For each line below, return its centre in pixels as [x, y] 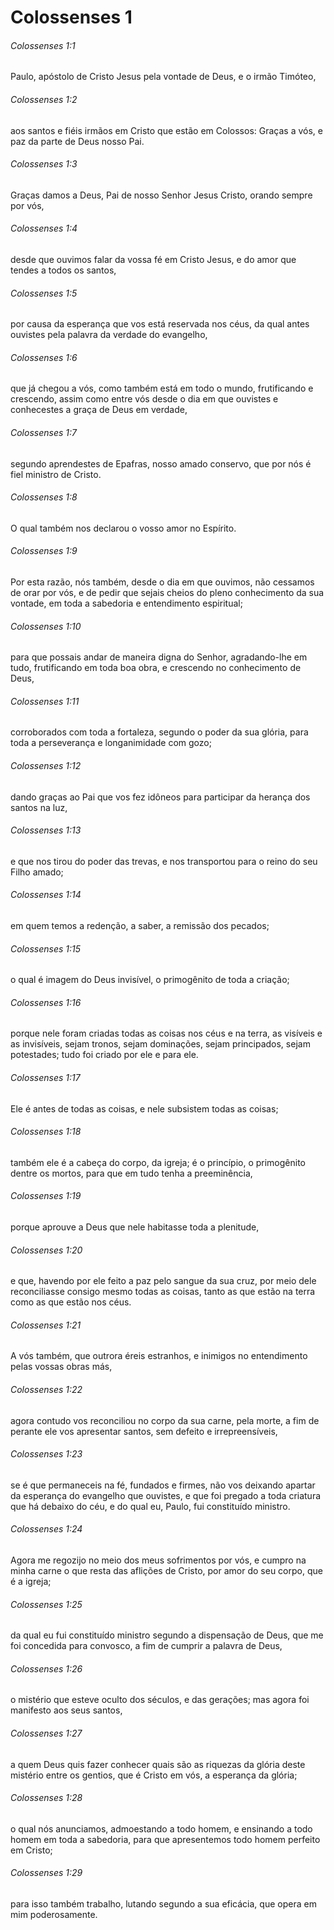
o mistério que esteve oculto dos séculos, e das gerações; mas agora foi [160, 1700]
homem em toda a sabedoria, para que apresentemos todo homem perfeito [165, 1839]
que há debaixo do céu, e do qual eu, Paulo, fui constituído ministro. [150, 1506]
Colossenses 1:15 [46, 948]
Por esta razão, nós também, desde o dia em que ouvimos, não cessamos [162, 582]
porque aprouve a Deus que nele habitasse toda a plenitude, [135, 1227]
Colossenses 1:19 [46, 1196]
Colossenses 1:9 [44, 551]
